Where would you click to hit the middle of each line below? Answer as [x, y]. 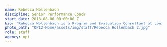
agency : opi [17, 37]
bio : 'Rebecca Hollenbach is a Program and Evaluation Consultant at [79, 23]
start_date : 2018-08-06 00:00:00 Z [42, 19]
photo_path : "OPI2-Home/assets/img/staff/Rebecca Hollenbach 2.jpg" [78, 28]
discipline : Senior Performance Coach [45, 14]
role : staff [17, 32]
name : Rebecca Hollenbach [32, 10]
